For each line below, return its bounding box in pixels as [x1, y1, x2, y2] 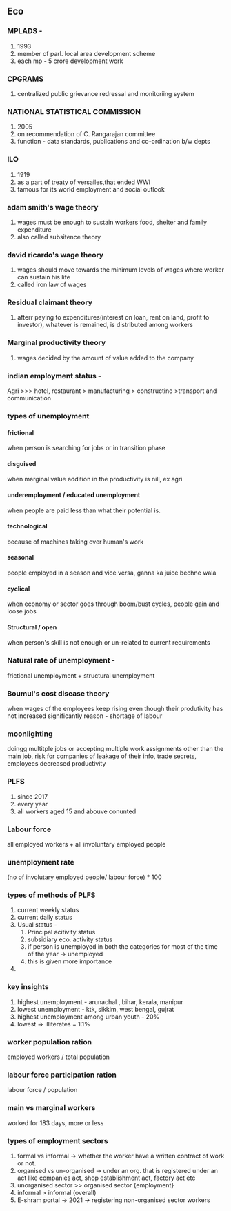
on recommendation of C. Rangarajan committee [17, 130, 156, 138]
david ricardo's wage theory [7, 250, 104, 259]
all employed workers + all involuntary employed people [7, 840, 166, 848]
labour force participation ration [7, 1070, 117, 1080]
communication [7, 394, 52, 403]
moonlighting [7, 729, 53, 739]
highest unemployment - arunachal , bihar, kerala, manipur [17, 997, 184, 1006]
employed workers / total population [7, 1053, 110, 1061]
